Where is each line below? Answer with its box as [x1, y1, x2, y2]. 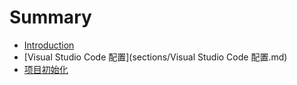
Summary [9, 6, 92, 29]
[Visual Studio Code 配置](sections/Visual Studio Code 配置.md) [23, 51, 288, 63]
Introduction [23, 39, 75, 51]
